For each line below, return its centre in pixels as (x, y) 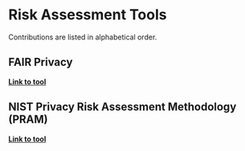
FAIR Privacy (41, 62)
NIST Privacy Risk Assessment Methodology (122, 107)
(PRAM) (28, 119)
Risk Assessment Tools (88, 15)
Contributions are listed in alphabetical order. (83, 37)
